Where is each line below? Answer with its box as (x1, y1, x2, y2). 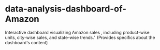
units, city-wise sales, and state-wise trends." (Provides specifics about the (5, 35, 156, 40)
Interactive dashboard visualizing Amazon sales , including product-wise (5, 29, 150, 35)
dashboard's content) (5, 39, 48, 45)
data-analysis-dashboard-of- (5, 3, 127, 14)
